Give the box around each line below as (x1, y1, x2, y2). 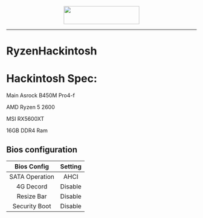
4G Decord (16, 182, 48, 190)
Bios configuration (6, 144, 77, 155)
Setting (60, 162, 82, 170)
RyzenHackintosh (6, 44, 98, 58)
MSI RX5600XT (6, 115, 45, 123)
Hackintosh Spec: (6, 72, 98, 86)
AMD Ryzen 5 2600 (6, 103, 56, 111)
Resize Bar (16, 192, 47, 200)
